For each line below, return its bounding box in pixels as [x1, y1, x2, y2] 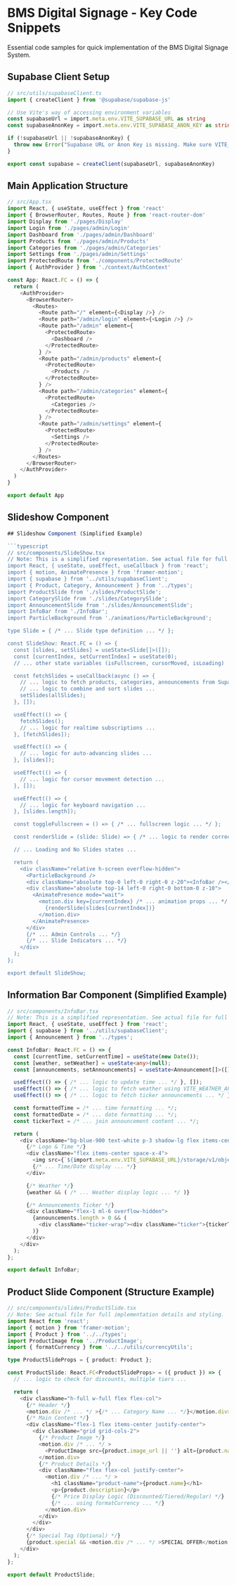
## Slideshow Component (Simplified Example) [7, 530, 143, 537]
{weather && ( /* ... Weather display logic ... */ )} [25, 1188, 190, 1196]
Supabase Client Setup [7, 71, 110, 83]
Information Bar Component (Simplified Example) [7, 989, 228, 1001]
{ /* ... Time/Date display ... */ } [32, 1163, 137, 1170]
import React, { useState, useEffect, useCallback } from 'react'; [7, 563, 209, 570]
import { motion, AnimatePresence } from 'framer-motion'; [7, 569, 184, 576]
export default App [7, 492, 65, 499]
